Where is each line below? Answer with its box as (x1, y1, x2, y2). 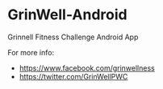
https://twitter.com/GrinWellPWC (19, 71, 128, 81)
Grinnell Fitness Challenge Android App (7, 32, 139, 42)
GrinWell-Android (7, 6, 127, 24)
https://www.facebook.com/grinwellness (19, 63, 155, 73)
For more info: (7, 47, 54, 57)
